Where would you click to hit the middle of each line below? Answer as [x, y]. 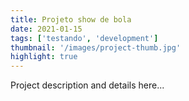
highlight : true [44, 57]
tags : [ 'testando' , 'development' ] [84, 38]
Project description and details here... [87, 85]
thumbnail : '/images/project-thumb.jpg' [96, 47]
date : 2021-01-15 [46, 29]
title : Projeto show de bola [71, 19]
